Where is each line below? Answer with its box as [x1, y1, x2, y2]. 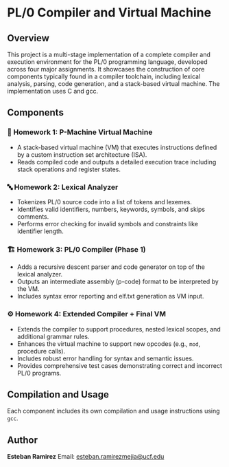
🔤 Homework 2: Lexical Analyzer [7, 182, 119, 192]
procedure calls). [16, 347, 66, 355]
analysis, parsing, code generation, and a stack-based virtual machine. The [7, 80, 220, 87]
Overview [7, 32, 50, 44]
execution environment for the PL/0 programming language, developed [7, 58, 208, 66]
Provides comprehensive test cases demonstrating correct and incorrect [16, 361, 223, 369]
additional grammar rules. [16, 332, 90, 340]
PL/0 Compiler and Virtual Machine [7, 5, 211, 21]
